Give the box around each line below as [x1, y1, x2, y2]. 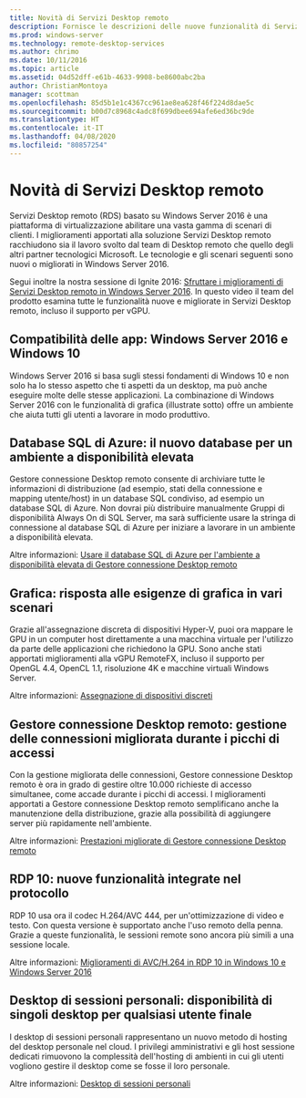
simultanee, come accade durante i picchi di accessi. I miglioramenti [9, 788, 266, 799]
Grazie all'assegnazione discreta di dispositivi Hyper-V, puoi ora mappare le [9, 624, 294, 635]
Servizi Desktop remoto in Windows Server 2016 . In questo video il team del [9, 285, 294, 296]
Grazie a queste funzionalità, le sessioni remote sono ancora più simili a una [9, 929, 294, 940]
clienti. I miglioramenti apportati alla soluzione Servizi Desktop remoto [9, 229, 271, 240]
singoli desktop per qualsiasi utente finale [9, 1007, 252, 1022]
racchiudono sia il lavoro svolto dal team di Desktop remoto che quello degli [9, 239, 294, 250]
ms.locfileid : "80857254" [9, 140, 107, 150]
